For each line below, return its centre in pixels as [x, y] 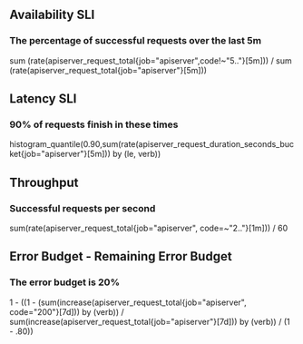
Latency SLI [43, 99]
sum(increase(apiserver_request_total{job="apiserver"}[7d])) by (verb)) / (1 [150, 321]
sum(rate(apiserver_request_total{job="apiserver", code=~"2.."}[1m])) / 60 [149, 228]
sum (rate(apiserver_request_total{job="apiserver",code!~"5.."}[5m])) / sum [151, 60]
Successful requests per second [83, 208]
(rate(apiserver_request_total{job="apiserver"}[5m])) [108, 70]
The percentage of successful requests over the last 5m [135, 41]
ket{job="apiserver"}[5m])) [60, 154]
